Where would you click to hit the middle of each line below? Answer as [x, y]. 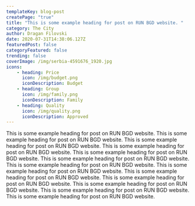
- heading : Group [38, 89]
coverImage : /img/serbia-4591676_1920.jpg [59, 61]
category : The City [30, 28]
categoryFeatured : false [37, 50]
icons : [14, 67]
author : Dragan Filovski [37, 34]
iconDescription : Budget [52, 84]
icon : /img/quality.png [51, 111]
